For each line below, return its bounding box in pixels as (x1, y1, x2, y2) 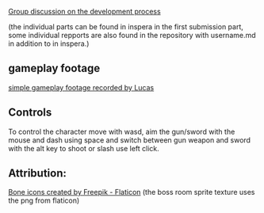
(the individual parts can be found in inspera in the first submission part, (8, 22, 244, 31)
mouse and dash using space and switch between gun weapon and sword (8, 135, 251, 145)
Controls (8, 106, 52, 120)
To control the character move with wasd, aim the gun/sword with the (8, 127, 235, 136)
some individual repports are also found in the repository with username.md (8, 31, 256, 40)
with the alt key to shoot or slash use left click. (8, 143, 160, 153)
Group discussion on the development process (8, 7, 161, 16)
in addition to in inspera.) (8, 39, 90, 48)
